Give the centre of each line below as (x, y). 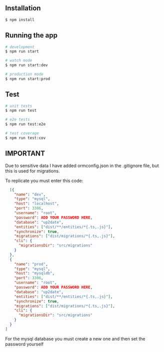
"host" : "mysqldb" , (34, 273)
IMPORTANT (25, 154)
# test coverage (22, 133)
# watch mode (19, 60)
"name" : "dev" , (30, 194)
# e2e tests (17, 119)
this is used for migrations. (32, 171)
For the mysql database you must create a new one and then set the (75, 338)
